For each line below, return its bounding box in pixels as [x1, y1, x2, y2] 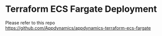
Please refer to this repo [5, 20, 55, 26]
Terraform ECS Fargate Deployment [5, 3, 157, 15]
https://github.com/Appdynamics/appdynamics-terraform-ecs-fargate [5, 25, 151, 31]
